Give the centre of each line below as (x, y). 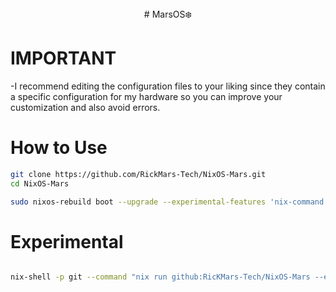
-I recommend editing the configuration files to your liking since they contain (168, 86)
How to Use (59, 148)
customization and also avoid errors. (85, 107)
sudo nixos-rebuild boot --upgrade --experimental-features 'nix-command (167, 202)
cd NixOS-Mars (40, 183)
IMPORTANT (63, 58)
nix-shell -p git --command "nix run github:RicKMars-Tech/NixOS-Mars (160, 277)
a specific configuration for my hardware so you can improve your (146, 96)
